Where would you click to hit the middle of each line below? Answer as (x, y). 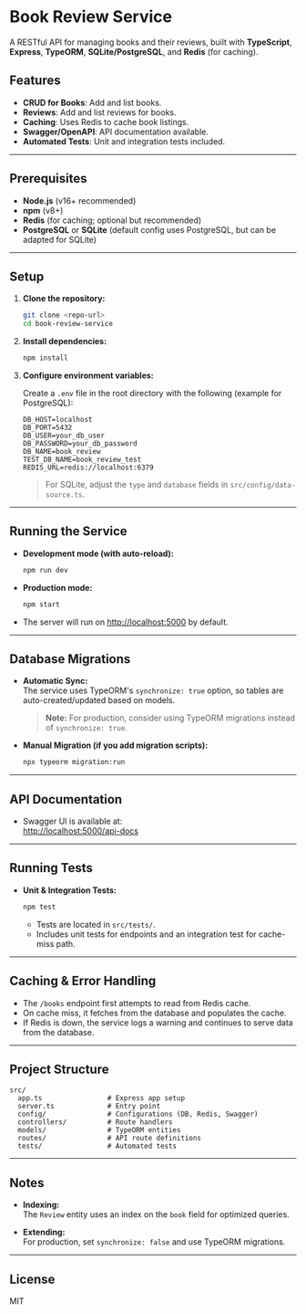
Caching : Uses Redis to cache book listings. (106, 121)
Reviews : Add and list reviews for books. (99, 112)
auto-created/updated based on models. (99, 700)
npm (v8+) (43, 210)
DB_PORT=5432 (47, 427)
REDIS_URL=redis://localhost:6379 (88, 468)
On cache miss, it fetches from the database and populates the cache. (154, 1013)
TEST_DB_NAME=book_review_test (82, 459)
